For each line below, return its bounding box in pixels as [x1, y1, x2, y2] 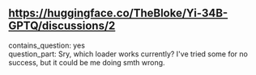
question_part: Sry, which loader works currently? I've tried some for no [8, 48, 249, 59]
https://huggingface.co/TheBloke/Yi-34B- [8, 6, 228, 20]
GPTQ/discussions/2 [8, 19, 116, 33]
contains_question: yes [8, 40, 85, 50]
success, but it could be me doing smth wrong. [8, 57, 165, 67]
